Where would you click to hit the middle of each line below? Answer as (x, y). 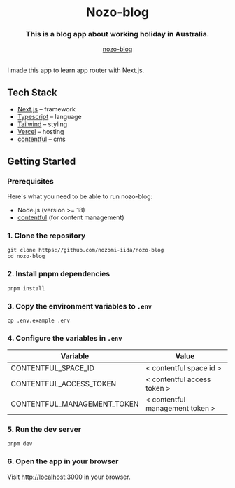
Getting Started (42, 161)
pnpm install (26, 288)
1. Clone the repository (47, 236)
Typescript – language (49, 117)
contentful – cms (41, 139)
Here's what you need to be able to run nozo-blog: (80, 196)
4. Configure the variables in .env (65, 338)
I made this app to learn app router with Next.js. (76, 70)
